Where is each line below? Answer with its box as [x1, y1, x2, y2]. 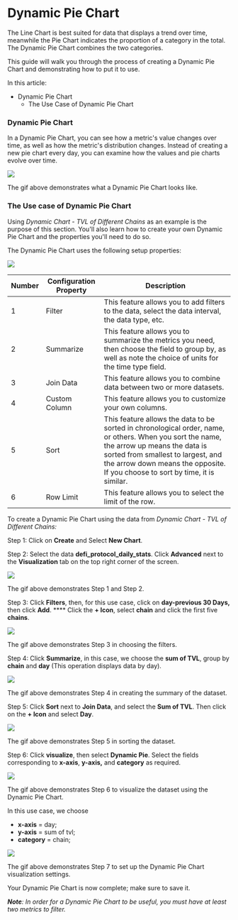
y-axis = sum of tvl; [17, 828, 76, 836]
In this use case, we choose [7, 807, 89, 815]
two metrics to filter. [7, 904, 66, 913]
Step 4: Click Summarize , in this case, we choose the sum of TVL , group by [7, 654, 230, 663]
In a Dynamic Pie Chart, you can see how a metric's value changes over [7, 133, 217, 143]
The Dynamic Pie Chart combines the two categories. [7, 43, 164, 52]
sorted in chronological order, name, [103, 423, 225, 433]
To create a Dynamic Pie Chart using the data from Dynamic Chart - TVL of [7, 514, 227, 523]
